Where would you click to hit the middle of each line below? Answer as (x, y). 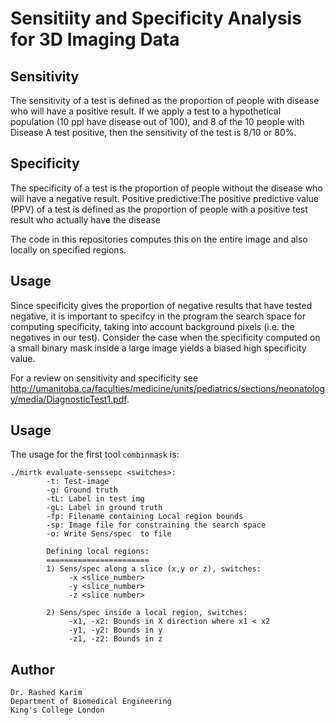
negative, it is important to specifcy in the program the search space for (158, 316)
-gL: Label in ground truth (104, 508)
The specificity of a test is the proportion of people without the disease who (166, 188)
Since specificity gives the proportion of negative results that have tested (161, 305)
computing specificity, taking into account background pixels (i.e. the (152, 326)
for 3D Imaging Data (95, 39)
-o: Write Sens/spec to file (109, 534)
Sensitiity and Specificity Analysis (156, 18)
